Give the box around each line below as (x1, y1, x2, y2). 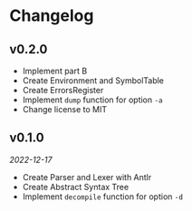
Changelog (9, 5, 94, 26)
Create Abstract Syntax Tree (22, 181, 130, 192)
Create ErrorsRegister (22, 85, 104, 95)
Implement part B (22, 65, 88, 76)
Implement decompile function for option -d (22, 191, 184, 202)
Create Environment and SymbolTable (22, 75, 165, 86)
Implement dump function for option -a (22, 94, 163, 105)
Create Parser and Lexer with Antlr (22, 171, 152, 182)
